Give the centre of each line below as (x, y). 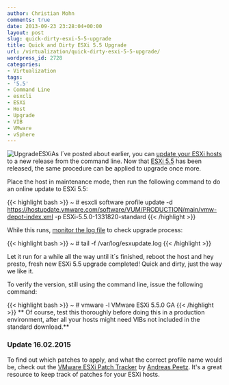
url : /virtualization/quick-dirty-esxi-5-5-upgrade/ (84, 52)
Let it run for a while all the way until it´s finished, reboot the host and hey (110, 257)
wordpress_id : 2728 (35, 58)
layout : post (26, 33)
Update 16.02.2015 (39, 345)
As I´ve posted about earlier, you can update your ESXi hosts (136, 154)
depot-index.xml (30, 217)
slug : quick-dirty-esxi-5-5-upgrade (59, 39)
